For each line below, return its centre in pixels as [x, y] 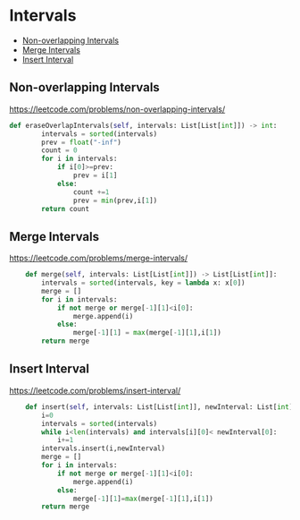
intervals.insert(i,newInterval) [104, 448]
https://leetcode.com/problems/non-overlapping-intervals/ [117, 109]
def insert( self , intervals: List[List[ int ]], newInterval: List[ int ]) [161, 407]
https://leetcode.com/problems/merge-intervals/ [99, 258]
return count [66, 209]
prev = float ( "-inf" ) [82, 142]
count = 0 [59, 150]
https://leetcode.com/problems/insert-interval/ [95, 390]
